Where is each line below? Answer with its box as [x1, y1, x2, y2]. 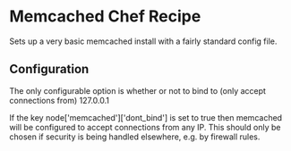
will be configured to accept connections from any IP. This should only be [9, 122, 281, 132]
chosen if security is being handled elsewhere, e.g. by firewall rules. [9, 131, 261, 142]
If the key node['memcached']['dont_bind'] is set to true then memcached [9, 112, 283, 122]
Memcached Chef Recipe [9, 6, 201, 27]
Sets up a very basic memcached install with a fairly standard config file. [9, 36, 278, 46]
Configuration [9, 62, 90, 77]
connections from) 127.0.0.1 [9, 95, 110, 105]
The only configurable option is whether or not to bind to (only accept [9, 85, 267, 96]
